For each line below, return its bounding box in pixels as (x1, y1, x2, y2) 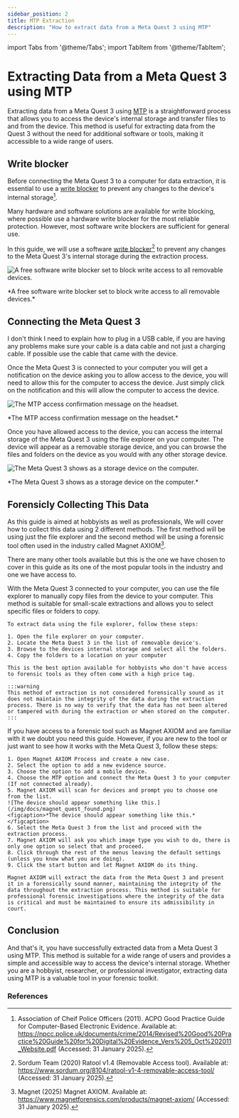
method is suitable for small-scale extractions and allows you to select (7, 599, 213, 608)
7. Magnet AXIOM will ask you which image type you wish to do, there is (7, 837, 231, 844)
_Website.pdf (17, 1045, 57, 1053)
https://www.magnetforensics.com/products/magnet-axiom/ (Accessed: (17, 1094, 230, 1103)
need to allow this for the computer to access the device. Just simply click (7, 378, 225, 387)
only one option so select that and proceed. (7, 842, 144, 850)
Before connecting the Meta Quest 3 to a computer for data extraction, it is (7, 177, 226, 185)
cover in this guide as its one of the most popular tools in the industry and (7, 562, 223, 571)
